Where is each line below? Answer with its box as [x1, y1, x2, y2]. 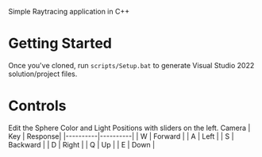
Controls [8, 97, 67, 115]
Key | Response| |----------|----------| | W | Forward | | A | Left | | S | [8, 131, 234, 141]
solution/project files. [8, 69, 78, 78]
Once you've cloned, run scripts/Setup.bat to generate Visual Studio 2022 [8, 60, 255, 70]
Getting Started [8, 35, 113, 52]
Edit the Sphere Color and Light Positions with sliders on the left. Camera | [8, 123, 251, 132]
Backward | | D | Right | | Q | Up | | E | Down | [8, 140, 156, 149]
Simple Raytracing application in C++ [8, 7, 129, 16]
